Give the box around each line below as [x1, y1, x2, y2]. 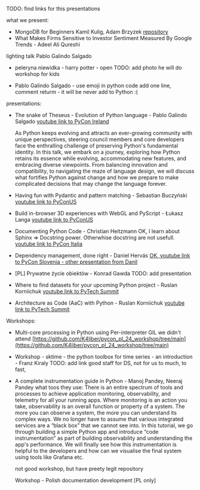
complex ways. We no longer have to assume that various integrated [14, 415, 184, 422]
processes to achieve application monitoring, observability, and [14, 390, 171, 397]
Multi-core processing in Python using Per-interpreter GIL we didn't [14, 329, 181, 336]
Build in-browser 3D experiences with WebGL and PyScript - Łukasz [14, 210, 183, 217]
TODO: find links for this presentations [6, 5, 100, 12]
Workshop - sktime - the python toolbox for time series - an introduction [14, 353, 193, 360]
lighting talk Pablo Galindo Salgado [6, 53, 92, 59]
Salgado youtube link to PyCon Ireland [14, 118, 109, 125]
